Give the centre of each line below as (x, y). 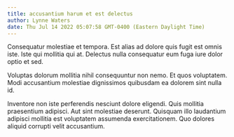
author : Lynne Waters (39, 20)
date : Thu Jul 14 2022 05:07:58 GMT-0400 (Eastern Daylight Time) (106, 27)
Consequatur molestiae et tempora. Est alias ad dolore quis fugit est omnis (115, 47)
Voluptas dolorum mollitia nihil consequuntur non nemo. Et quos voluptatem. (117, 75)
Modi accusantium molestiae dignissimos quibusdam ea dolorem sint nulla (115, 83)
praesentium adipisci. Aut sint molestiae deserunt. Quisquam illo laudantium (117, 111)
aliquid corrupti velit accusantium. (56, 126)
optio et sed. (26, 62)
